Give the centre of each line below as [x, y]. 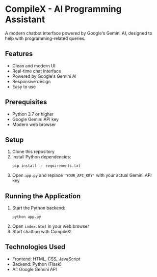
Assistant [25, 19]
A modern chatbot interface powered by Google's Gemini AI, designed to [79, 33]
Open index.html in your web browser [51, 226]
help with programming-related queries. [45, 38]
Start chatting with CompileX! [42, 231]
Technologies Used [35, 247]
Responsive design [31, 81]
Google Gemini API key [35, 119]
